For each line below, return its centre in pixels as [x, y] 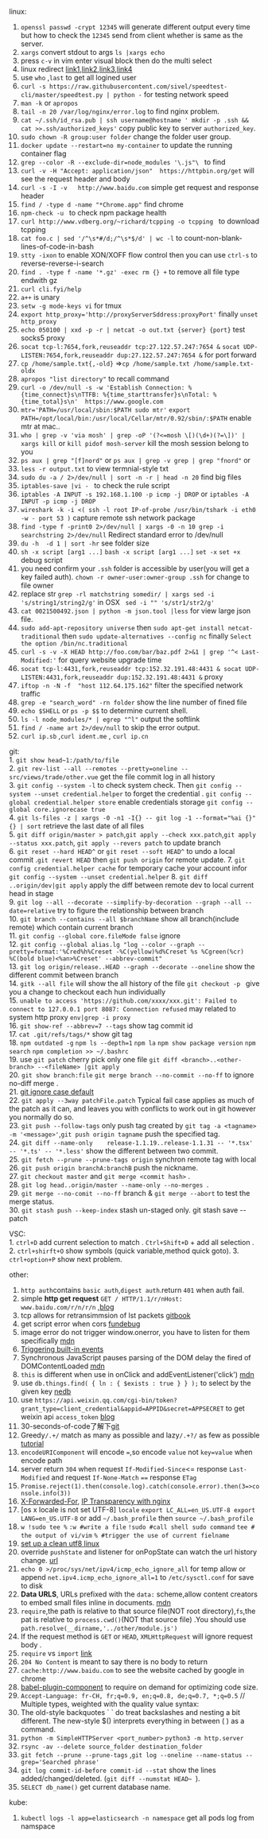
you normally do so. [41, 1117]
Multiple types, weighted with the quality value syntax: [110, 1704]
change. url [39, 1560]
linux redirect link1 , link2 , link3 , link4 [76, 69]
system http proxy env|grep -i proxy [70, 1017]
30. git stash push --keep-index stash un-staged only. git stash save [124, 1210]
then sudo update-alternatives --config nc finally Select [157, 636]
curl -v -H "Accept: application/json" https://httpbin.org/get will [138, 171]
